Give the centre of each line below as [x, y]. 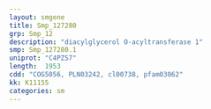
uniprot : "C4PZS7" [43, 58]
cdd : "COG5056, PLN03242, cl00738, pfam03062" [96, 75]
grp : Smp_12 [31, 33]
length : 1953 [35, 67]
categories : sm [37, 91]
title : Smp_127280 [43, 25]
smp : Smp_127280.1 [43, 50]
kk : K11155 [29, 83]
